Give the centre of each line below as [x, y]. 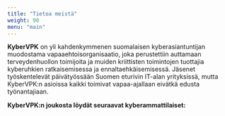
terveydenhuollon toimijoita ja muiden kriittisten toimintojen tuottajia [106, 62]
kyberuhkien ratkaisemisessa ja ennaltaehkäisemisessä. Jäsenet [102, 69]
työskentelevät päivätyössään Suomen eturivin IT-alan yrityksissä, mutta [113, 77]
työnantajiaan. [28, 91]
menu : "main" [27, 27]
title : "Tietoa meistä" [42, 14]
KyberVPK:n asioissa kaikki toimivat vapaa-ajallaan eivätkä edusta [104, 84]
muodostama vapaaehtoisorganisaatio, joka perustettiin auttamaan [104, 54]
